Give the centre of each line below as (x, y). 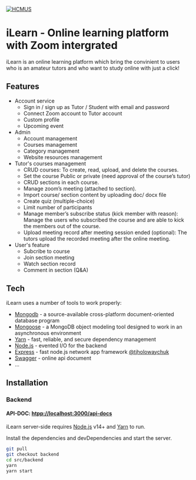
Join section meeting (49, 257)
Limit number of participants (58, 207)
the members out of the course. (62, 226)
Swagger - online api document (53, 358)
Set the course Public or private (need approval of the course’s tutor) (107, 176)
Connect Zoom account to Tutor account (73, 113)
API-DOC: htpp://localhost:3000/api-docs (59, 413)
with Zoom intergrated (62, 46)
